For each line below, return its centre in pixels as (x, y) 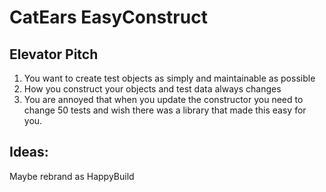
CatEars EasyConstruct (108, 17)
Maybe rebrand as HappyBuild (72, 176)
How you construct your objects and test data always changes (152, 89)
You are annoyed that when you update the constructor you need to (163, 99)
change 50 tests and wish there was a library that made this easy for (165, 110)
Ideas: (29, 152)
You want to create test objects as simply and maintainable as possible (169, 78)
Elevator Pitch (54, 54)
